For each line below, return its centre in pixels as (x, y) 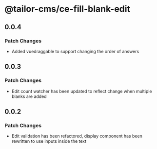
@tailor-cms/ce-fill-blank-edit (67, 9)
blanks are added (29, 96)
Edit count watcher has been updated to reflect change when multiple (82, 91)
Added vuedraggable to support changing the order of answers (75, 51)
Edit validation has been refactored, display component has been (77, 136)
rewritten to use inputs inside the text (49, 141)
